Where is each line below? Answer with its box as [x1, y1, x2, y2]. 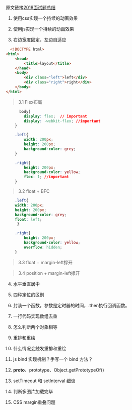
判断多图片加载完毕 [13, 388, 53, 394]
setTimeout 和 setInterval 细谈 [13, 378, 76, 384]
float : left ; [15, 217, 42, 222]
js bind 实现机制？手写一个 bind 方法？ [13, 356, 93, 362]
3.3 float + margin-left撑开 [18, 259, 73, 265]
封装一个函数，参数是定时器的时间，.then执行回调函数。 [13, 302, 130, 308]
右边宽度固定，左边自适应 [13, 37, 67, 43]
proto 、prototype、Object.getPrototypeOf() [13, 366, 104, 373]
